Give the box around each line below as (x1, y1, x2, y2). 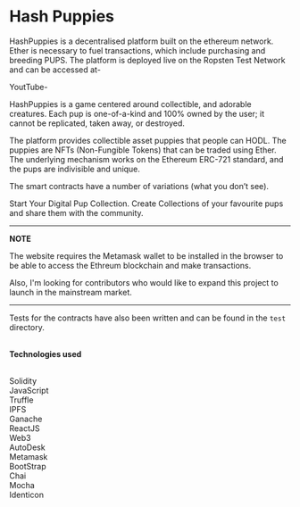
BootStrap (9, 461, 46, 471)
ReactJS (9, 422, 40, 434)
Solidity (9, 375, 37, 386)
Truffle (9, 395, 34, 405)
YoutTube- (9, 81, 48, 92)
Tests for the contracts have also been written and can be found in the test (9, 312, 287, 323)
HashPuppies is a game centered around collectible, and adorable (9, 98, 252, 109)
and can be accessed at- (9, 64, 101, 75)
